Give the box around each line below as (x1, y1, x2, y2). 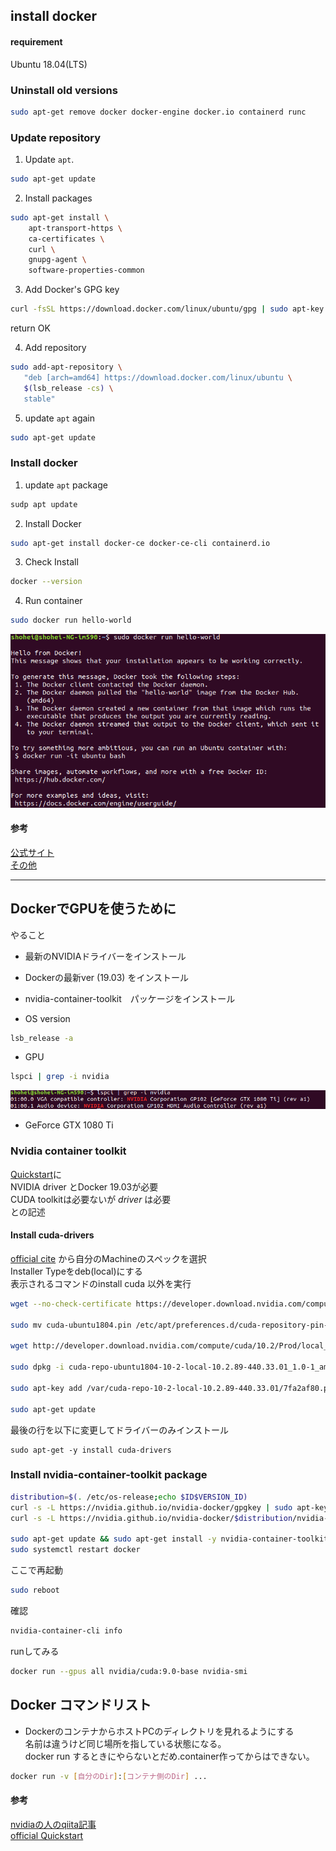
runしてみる (10, 1645, 60, 1657)
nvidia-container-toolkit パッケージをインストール (24, 992, 236, 1004)
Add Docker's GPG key (24, 284, 120, 296)
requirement (10, 35, 63, 48)
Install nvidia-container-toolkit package (10, 1468, 208, 1482)
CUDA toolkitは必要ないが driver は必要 (10, 1193, 172, 1205)
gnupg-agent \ (28, 255, 87, 265)
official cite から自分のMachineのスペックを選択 (10, 1252, 207, 1264)
